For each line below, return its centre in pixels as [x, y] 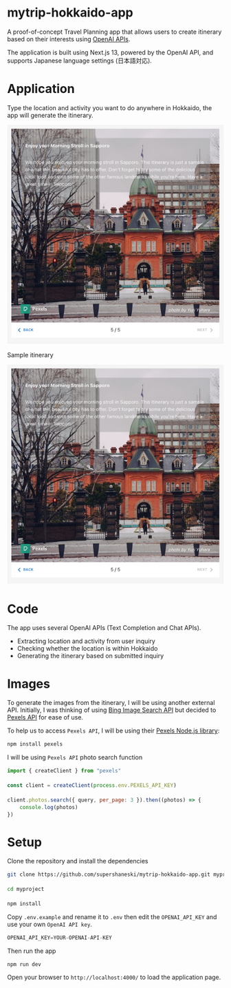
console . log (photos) [49, 807]
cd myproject [26, 890]
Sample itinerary [30, 355]
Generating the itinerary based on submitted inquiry [90, 656]
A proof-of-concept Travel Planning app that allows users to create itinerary [114, 32]
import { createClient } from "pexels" [64, 771]
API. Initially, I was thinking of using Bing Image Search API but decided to [112, 710]
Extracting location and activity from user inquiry [86, 641]
